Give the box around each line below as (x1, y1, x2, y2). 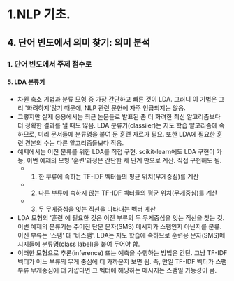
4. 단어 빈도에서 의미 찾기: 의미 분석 (7, 36, 151, 48)
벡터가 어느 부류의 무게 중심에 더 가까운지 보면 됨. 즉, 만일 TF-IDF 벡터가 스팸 (17, 257, 227, 266)
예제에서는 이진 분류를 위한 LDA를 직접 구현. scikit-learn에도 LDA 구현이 (17, 147, 215, 156)
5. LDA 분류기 (7, 78, 45, 86)
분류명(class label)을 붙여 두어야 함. (41, 240, 140, 248)
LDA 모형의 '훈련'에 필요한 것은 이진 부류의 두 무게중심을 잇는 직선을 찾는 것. (17, 213, 225, 221)
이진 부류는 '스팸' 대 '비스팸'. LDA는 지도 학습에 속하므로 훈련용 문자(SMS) (17, 231, 220, 239)
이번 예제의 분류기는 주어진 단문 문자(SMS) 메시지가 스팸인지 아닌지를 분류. (17, 222, 222, 231)
